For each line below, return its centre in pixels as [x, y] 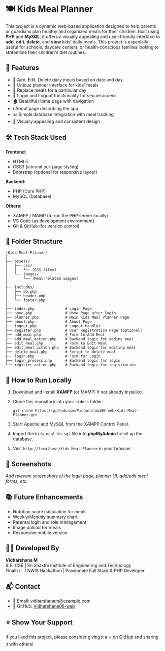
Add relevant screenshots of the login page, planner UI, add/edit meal [77, 476]
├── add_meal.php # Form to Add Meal [55, 335]
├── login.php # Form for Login [53, 356]
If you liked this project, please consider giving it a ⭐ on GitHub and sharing [82, 637]
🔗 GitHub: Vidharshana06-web [44, 606]
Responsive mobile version [40, 533]
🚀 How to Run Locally [39, 380]
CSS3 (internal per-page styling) [46, 167]
